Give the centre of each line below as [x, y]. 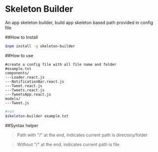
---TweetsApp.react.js [28, 94]
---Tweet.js [17, 103]
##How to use [19, 55]
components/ [17, 73]
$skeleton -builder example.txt [37, 116]
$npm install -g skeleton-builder [40, 46]
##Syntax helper [22, 125]
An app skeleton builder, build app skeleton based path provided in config [79, 22]
